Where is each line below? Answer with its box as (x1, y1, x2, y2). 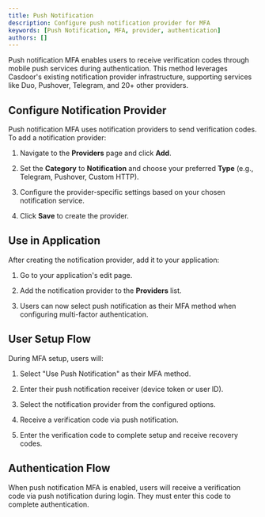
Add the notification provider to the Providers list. (19, 286, 182, 295)
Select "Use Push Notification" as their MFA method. (19, 369, 191, 378)
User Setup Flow (8, 333, 91, 346)
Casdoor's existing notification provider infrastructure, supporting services (8, 72, 252, 82)
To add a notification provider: (8, 133, 107, 143)
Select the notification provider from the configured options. (19, 399, 216, 409)
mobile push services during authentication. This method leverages (8, 64, 228, 74)
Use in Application (8, 234, 100, 248)
